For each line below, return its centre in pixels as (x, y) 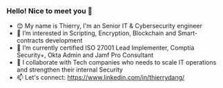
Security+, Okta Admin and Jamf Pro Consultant (85, 55)
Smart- (188, 33)
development (64, 41)
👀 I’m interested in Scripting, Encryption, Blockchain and (96, 33)
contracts (30, 41)
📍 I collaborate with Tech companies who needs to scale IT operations (116, 63)
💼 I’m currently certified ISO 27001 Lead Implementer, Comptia (105, 48)
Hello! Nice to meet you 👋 (49, 11)
